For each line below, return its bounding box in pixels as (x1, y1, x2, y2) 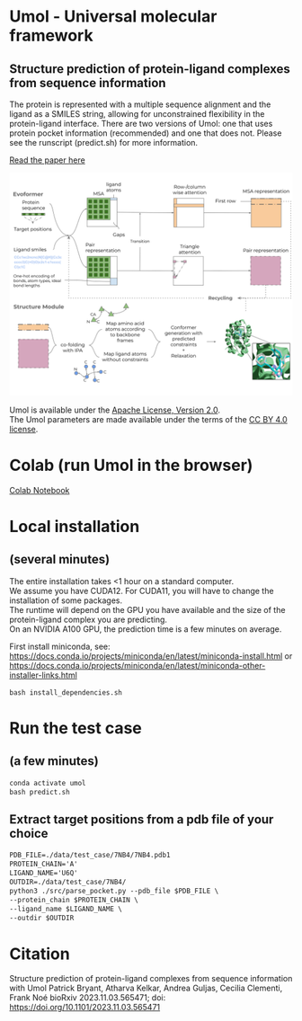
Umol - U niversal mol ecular (9, 6, 218, 27)
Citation (9, 944, 70, 963)
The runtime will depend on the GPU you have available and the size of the (9, 604, 286, 615)
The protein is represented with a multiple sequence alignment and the (9, 99, 271, 110)
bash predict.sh (9, 787, 70, 796)
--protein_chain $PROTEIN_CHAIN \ (9, 896, 139, 905)
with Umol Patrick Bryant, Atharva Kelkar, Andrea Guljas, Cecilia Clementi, (9, 982, 283, 994)
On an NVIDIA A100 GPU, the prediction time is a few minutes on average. (9, 623, 282, 635)
